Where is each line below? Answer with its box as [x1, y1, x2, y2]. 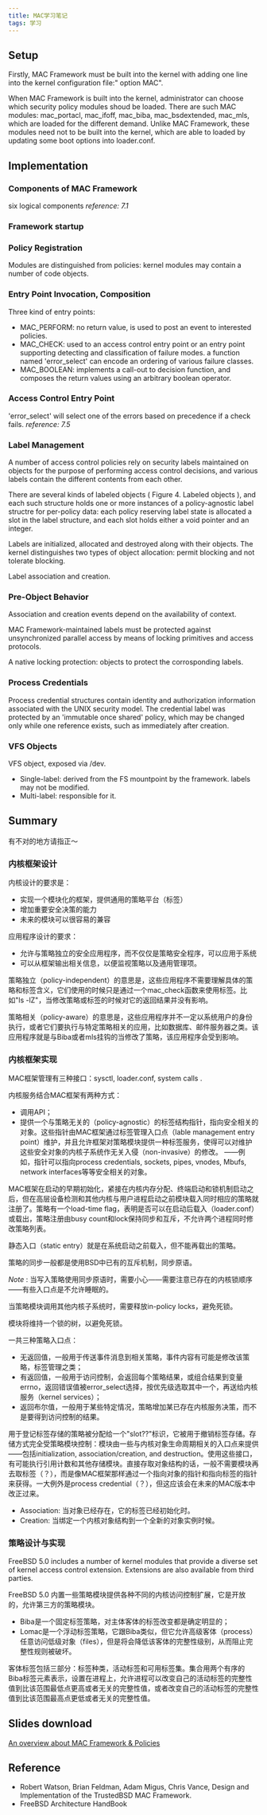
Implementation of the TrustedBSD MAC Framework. [19, 1790, 192, 1801]
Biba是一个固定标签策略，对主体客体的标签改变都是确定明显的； [19, 1617, 230, 1626]
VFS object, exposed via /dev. [8, 759, 106, 768]
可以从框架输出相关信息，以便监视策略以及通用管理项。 [19, 958, 201, 968]
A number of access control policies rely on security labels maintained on [8, 457, 249, 467]
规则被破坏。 [33, 1646, 76, 1656]
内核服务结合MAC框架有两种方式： [8, 1091, 122, 1100]
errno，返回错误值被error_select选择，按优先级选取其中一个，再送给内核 [19, 1382, 258, 1392]
